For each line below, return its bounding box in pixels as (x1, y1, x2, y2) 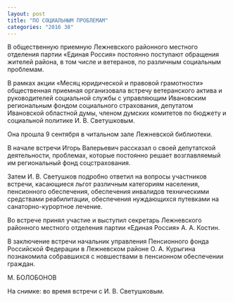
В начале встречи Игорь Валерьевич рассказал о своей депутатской (7, 144, 216, 152)
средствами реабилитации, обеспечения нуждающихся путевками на (7, 195, 220, 203)
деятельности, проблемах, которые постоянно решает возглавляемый (7, 151, 221, 159)
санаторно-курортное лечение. (7, 203, 103, 211)
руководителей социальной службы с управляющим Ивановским (7, 94, 206, 102)
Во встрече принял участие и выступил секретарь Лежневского (7, 216, 202, 224)
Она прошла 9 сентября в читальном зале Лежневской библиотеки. (7, 130, 213, 138)
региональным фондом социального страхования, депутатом (7, 102, 194, 110)
